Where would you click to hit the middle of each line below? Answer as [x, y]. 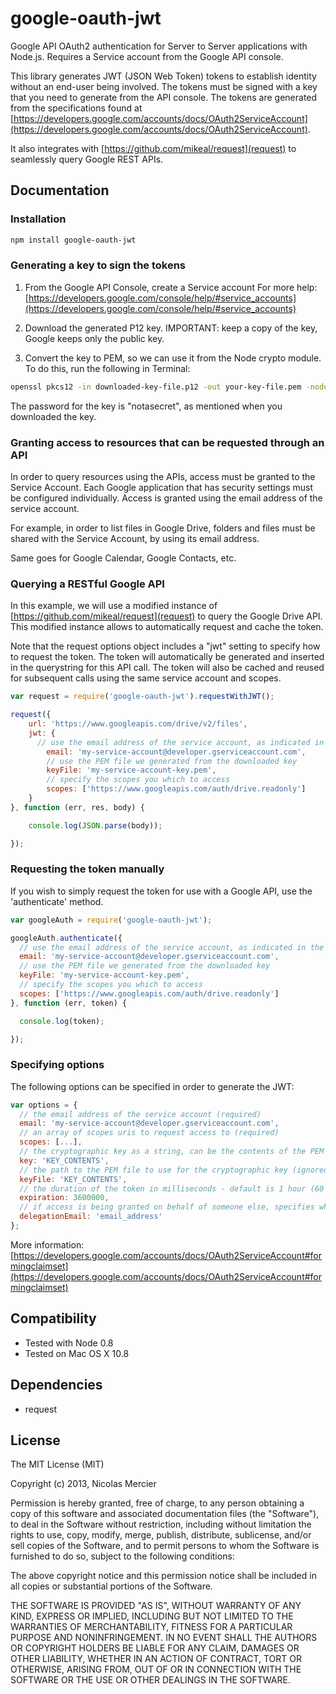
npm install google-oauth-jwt [73, 240]
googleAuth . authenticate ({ [66, 938]
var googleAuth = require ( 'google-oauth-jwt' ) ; [111, 920]
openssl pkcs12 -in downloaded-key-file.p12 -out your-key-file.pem [156, 387]
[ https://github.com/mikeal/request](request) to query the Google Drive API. [166, 616]
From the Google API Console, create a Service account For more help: [171, 287]
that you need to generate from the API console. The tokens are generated [164, 97]
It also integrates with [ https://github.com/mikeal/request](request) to [153, 148]
